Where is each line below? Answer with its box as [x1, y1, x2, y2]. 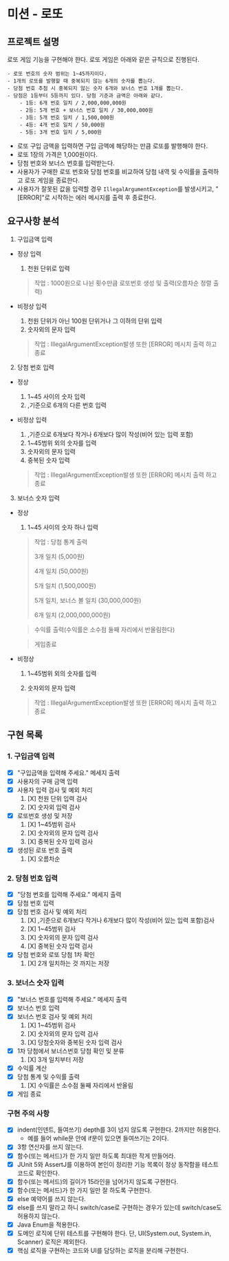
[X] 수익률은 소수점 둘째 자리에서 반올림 [27, 1081, 134, 1090]
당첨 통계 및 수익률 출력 [17, 1073, 80, 1081]
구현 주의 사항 [7, 1109, 50, 1119]
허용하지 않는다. [17, 1211, 60, 1220]
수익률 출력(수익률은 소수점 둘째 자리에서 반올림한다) [34, 625, 175, 634]
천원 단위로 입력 [27, 264, 70, 272]
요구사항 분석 [7, 215, 60, 227]
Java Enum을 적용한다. [17, 1220, 80, 1229]
